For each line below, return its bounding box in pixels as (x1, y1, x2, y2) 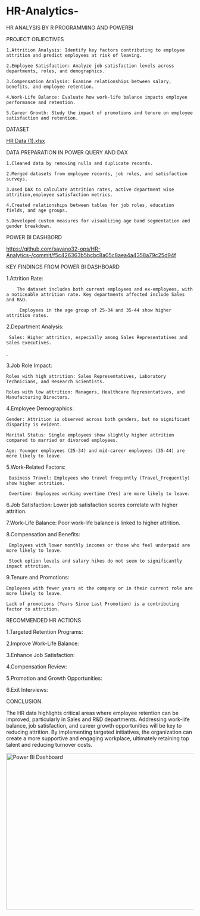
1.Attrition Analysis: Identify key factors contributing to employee (6, 47, 185, 53)
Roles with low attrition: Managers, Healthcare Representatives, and (6, 389, 185, 395)
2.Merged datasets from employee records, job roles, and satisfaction (6, 170, 187, 177)
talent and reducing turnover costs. (6, 741, 93, 748)
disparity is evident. (6, 422, 62, 428)
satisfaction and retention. (6, 115, 79, 121)
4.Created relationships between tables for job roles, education (6, 202, 174, 208)
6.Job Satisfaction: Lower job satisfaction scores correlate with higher (6, 501, 178, 508)
